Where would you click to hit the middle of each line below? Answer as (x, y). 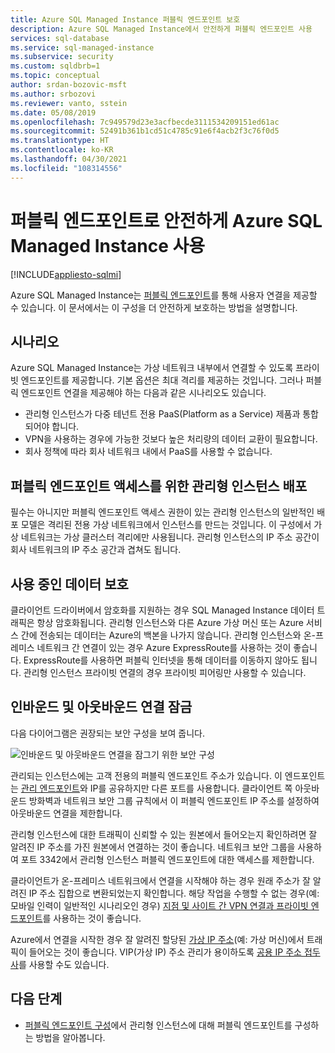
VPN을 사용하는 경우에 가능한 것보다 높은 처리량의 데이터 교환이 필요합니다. (171, 439)
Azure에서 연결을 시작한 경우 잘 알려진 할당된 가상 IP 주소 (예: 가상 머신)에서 (157, 939)
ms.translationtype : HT (60, 141)
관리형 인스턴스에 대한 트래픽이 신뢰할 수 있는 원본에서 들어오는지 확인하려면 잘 (164, 834)
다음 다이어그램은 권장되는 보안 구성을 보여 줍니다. (108, 733)
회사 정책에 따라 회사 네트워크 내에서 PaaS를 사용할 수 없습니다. (148, 452)
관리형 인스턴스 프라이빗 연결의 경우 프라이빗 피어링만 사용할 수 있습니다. (165, 672)
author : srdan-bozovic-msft (69, 85)
